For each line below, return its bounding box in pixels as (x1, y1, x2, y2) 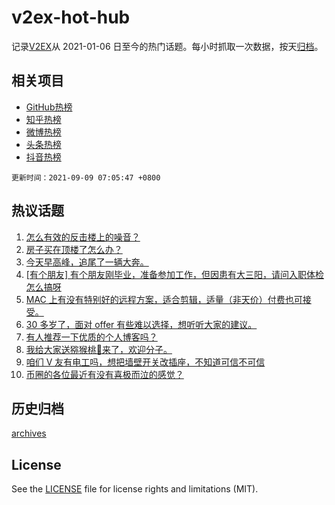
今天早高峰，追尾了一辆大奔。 (25, 256, 149, 268)
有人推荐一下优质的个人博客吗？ (25, 331, 158, 343)
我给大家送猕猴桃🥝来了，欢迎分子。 (25, 343, 173, 355)
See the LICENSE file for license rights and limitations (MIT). (11, 483, 259, 495)
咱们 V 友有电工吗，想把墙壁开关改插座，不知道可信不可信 (25, 356, 266, 368)
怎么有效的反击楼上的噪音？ (25, 231, 141, 243)
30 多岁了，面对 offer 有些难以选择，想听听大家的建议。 (25, 318, 258, 330)
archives (11, 427, 47, 440)
